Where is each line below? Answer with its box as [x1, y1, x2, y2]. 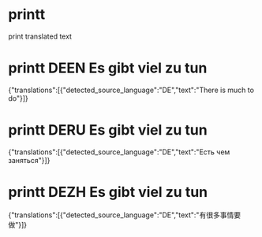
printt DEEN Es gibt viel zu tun [8, 59, 208, 77]
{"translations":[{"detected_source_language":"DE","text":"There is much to [8, 85, 255, 94]
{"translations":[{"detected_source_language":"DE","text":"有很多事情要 [8, 210, 241, 220]
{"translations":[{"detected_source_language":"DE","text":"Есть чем [8, 147, 230, 157]
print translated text [8, 31, 73, 41]
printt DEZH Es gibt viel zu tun [8, 183, 208, 201]
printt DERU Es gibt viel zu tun [8, 121, 208, 139]
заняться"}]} [8, 155, 51, 165]
